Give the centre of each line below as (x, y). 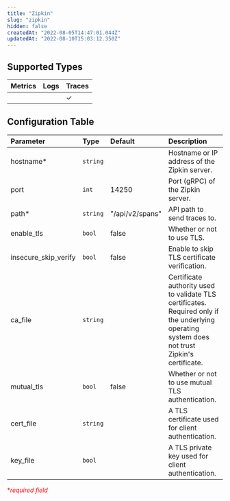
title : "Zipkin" (30, 13)
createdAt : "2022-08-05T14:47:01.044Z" (64, 33)
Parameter (28, 141)
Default (123, 141)
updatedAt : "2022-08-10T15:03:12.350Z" (64, 39)
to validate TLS (192, 294)
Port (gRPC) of (192, 181)
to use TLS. (187, 237)
